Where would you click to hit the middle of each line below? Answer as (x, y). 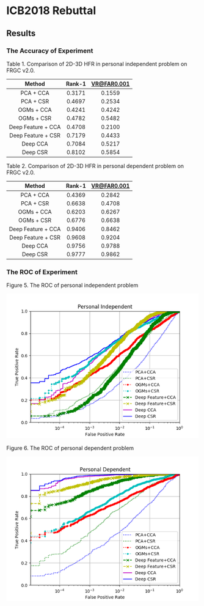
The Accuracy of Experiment (50, 51)
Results (21, 33)
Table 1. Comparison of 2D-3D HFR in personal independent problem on (97, 64)
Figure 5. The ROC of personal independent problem (72, 286)
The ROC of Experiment (42, 272)
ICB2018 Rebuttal (51, 11)
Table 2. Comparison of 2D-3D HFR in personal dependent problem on (95, 166)
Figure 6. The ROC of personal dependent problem (70, 448)
